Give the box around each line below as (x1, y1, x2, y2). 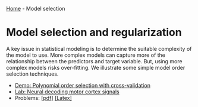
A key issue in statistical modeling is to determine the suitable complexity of (6, 45, 192, 52)
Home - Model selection (6, 5, 65, 12)
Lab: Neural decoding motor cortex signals (14, 88, 120, 95)
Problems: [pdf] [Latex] (14, 94, 73, 101)
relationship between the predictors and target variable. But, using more (6, 57, 183, 64)
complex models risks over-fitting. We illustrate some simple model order (6, 64, 186, 71)
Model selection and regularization (6, 26, 183, 39)
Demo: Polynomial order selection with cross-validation (14, 82, 150, 89)
